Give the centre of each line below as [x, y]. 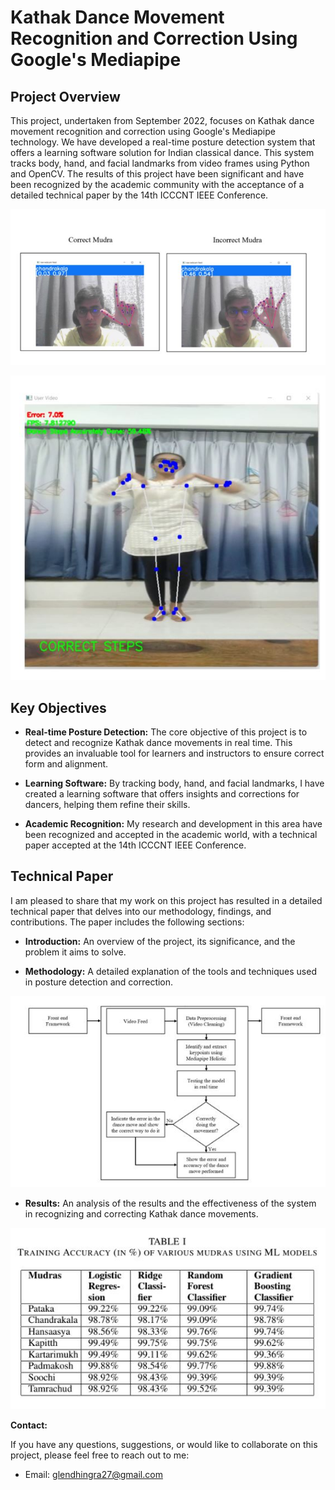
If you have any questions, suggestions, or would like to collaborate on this [164, 1445]
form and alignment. [66, 764]
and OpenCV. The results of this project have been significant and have [157, 174]
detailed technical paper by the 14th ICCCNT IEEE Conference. [139, 195]
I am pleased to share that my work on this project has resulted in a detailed [166, 900]
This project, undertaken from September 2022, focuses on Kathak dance [162, 120]
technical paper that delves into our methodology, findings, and [141, 911]
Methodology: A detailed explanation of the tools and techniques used [170, 971]
